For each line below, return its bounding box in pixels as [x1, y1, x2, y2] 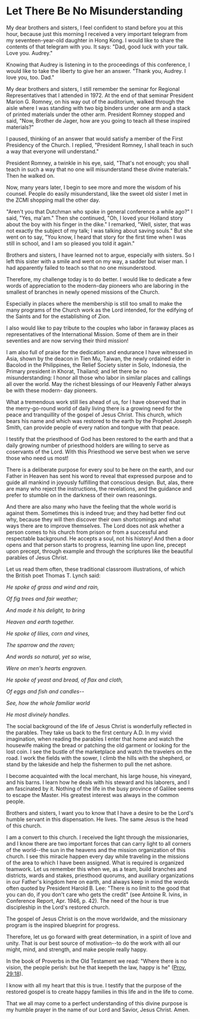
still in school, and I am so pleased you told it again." [6, 239, 136, 247]
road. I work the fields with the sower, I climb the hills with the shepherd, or [6, 754, 191, 761]
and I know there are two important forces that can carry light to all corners [6, 839, 192, 847]
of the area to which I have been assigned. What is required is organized [6, 859, 184, 866]
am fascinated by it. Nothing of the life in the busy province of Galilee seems [6, 785, 194, 792]
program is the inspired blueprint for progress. [6, 921, 120, 929]
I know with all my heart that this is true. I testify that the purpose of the [6, 981, 182, 988]
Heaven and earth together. [6, 618, 75, 625]
